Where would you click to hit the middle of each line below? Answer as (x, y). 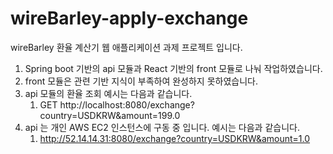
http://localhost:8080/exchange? (127, 104)
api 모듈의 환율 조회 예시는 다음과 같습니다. (108, 93)
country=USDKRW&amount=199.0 (110, 115)
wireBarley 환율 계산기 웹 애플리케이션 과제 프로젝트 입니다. (126, 47)
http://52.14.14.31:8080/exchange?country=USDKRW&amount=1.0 (175, 138)
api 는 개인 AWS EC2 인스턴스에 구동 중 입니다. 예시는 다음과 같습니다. (162, 127)
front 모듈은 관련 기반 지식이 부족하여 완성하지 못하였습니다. (141, 81)
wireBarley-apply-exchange (129, 18)
